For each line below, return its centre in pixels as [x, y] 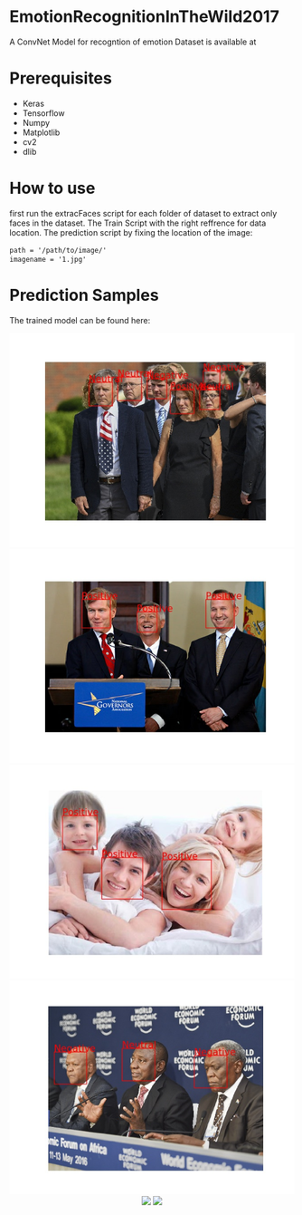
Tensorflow [43, 113]
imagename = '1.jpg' [48, 259]
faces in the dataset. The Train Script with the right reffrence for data [138, 223]
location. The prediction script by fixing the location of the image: [131, 232]
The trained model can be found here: [80, 320]
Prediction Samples [85, 295]
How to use [52, 188]
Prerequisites [61, 78]
